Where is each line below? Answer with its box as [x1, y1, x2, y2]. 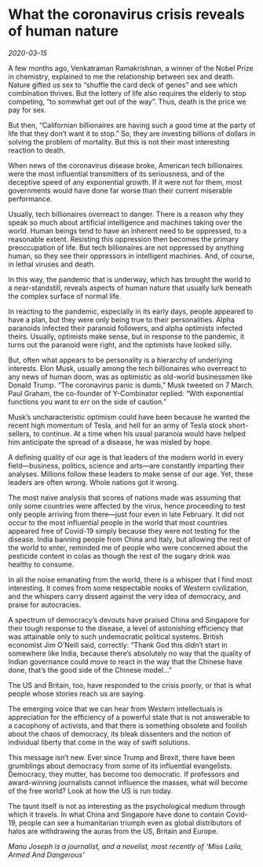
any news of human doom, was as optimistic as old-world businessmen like [8, 372, 253, 381]
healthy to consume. [8, 560, 75, 569]
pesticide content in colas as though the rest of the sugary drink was [8, 551, 231, 560]
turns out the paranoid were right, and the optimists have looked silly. [8, 340, 232, 349]
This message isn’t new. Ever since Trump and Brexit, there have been [8, 752, 236, 762]
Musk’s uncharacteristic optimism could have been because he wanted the [8, 412, 250, 421]
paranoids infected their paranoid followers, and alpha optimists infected [8, 323, 243, 332]
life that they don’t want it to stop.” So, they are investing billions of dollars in [8, 128, 256, 138]
